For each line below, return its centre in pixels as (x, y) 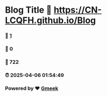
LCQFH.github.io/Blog (51, 20)
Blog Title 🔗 (28, 10)
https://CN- (78, 10)
